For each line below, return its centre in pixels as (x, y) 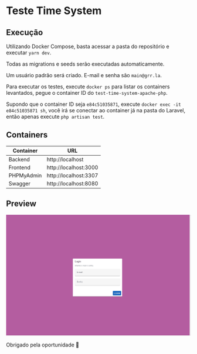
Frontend (20, 167)
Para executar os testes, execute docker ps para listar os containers (88, 87)
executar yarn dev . (29, 53)
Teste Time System (54, 11)
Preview (21, 204)
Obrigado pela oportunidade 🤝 (43, 345)
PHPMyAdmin (25, 176)
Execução (25, 32)
